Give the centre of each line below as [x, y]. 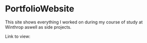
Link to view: [18, 36]
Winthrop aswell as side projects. [38, 27]
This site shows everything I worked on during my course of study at [74, 22]
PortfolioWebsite [40, 9]
